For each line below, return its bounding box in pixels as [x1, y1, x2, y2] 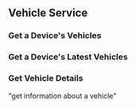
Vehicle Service [8, 6, 88, 20]
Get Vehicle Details [8, 73, 84, 84]
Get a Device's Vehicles [8, 30, 102, 41]
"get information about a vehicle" [8, 91, 117, 100]
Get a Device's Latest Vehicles [8, 52, 129, 63]
